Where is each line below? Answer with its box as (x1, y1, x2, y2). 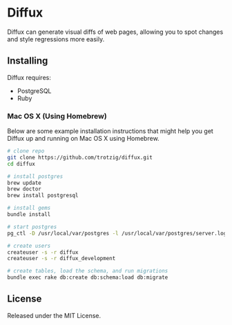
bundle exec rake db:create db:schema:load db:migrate (7, 274, 168, 281)
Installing (7, 55, 48, 67)
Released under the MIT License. (7, 311, 101, 319)
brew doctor (7, 186, 41, 193)
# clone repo (7, 148, 45, 155)
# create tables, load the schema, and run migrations (7, 268, 168, 275)
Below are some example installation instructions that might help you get (7, 127, 214, 135)
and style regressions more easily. (7, 35, 105, 43)
